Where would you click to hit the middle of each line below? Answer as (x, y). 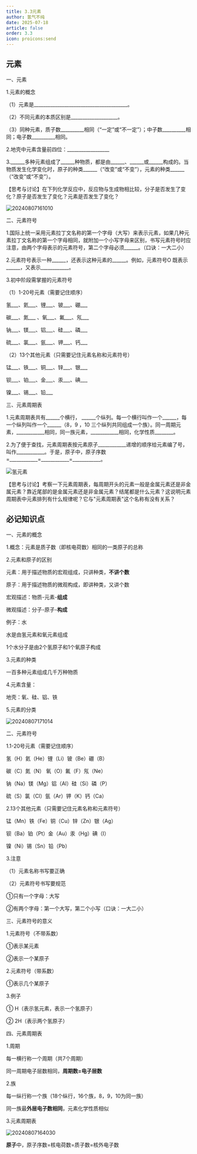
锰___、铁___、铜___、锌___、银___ (47, 367)
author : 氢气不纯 (26, 17)
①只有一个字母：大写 (33, 896)
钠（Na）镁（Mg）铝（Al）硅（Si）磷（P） (58, 783)
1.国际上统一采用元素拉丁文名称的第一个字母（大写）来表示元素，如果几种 (95, 232)
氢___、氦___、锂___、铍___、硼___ (47, 305)
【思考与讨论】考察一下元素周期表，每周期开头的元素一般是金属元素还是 (93, 484)
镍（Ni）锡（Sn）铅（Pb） (38, 846)
